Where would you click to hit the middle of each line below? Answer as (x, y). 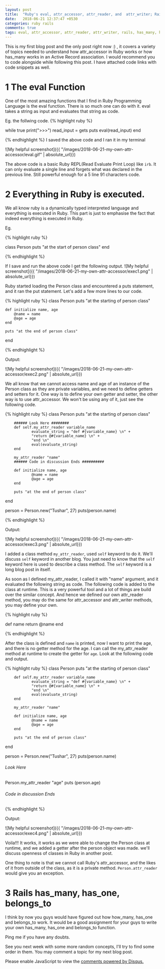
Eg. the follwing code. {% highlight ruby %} (49, 120)
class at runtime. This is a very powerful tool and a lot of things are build (78, 589)
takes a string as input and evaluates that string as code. (62, 111)
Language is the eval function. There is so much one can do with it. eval (78, 106)
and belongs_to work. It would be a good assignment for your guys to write (81, 922)
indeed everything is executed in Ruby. (44, 218)
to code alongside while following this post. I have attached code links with (81, 62)
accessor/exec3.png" (27, 544)
